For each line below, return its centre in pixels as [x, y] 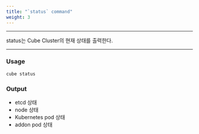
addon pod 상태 [33, 125]
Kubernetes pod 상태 [40, 117]
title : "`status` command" [39, 12]
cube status [21, 74]
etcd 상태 [26, 103]
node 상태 [26, 110]
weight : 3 [18, 17]
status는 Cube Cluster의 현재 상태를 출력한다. [60, 40]
